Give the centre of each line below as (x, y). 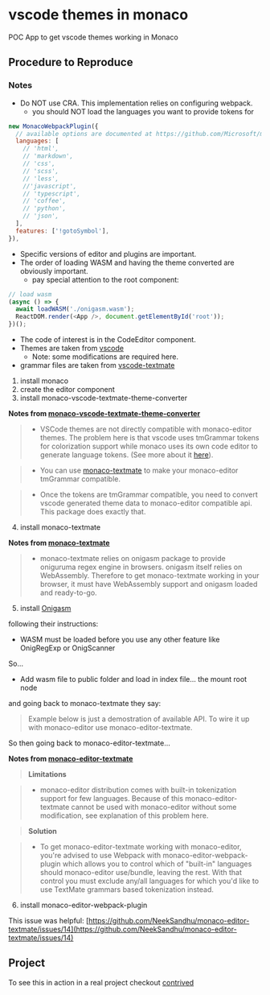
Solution (43, 831)
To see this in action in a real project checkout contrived (101, 982)
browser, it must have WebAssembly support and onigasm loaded (149, 584)
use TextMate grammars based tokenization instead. (127, 890)
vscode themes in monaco (98, 15)
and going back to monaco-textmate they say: (85, 703)
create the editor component (67, 389)
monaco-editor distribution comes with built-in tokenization (138, 790)
